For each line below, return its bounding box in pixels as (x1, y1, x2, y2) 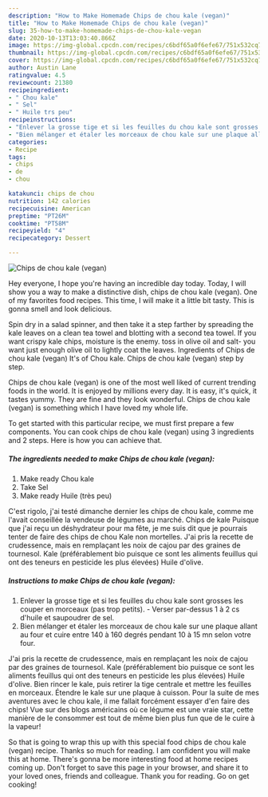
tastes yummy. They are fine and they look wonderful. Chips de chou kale (8, 395, 250, 404)
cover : (8, 57, 30, 65)
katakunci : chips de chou (8, 189, 94, 197)
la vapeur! (8, 721, 41, 731)
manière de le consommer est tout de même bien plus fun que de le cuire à (8, 713, 255, 723)
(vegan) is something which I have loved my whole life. (8, 403, 189, 412)
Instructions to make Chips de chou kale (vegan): (8, 576, 175, 585)
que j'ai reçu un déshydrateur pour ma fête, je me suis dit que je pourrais (8, 523, 248, 532)
